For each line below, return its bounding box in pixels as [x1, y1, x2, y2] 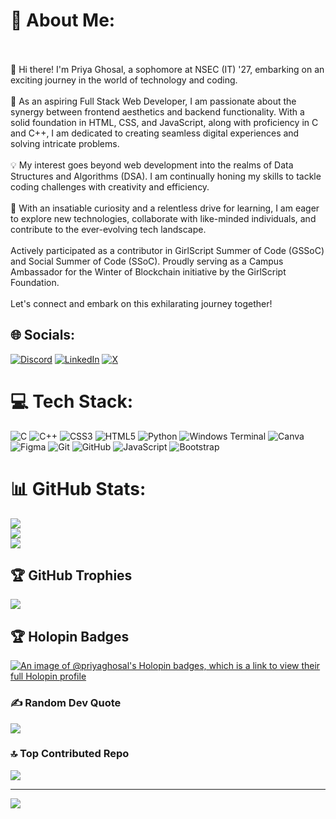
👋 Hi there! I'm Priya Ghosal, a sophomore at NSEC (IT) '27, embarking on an [10, 63, 325, 75]
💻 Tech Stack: [10, 390, 134, 413]
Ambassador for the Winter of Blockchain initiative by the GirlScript [10, 265, 287, 278]
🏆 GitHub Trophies [10, 567, 133, 584]
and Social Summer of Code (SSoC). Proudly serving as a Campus [10, 255, 284, 267]
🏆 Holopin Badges [10, 628, 130, 645]
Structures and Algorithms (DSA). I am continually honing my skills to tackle [10, 170, 322, 182]
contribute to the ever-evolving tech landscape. [10, 223, 207, 235]
